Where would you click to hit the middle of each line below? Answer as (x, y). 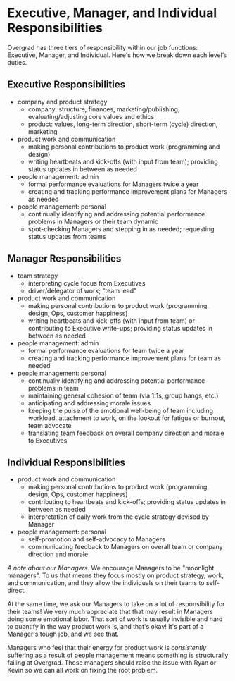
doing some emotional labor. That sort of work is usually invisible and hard (115, 619)
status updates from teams (67, 236)
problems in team (53, 388)
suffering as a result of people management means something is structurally (118, 655)
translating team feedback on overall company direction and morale (126, 433)
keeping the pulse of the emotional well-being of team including (120, 410)
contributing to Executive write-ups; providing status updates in (120, 328)
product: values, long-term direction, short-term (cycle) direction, (123, 124)
